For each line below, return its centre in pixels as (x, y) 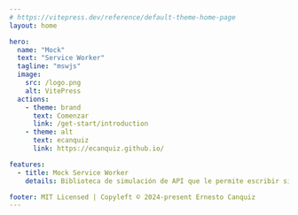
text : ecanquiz (61, 141)
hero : (19, 42)
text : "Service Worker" (61, 58)
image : (29, 75)
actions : (33, 99)
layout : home (33, 26)
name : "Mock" (41, 50)
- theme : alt (49, 132)
